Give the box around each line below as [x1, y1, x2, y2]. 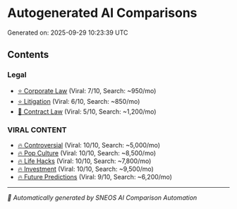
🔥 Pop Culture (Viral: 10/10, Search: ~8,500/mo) [17, 148, 157, 157]
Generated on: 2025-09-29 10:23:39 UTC [7, 28, 128, 37]
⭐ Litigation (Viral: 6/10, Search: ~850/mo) [17, 97, 140, 105]
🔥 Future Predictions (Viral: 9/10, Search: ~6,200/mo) [17, 172, 173, 181]
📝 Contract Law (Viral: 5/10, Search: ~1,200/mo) [17, 107, 157, 116]
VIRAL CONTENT [7, 125, 67, 135]
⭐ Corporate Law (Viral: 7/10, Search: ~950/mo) [17, 86, 157, 95]
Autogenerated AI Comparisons [7, 5, 197, 21]
